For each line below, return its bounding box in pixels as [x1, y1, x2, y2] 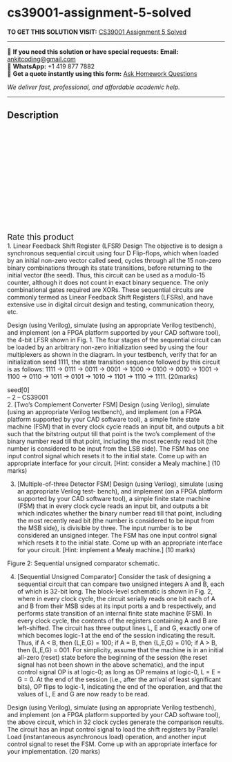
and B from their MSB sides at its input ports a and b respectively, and [17, 602, 216, 610]
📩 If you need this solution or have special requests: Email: [7, 47, 179, 56]
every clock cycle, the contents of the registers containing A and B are [17, 616, 217, 625]
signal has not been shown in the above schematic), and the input [17, 661, 205, 669]
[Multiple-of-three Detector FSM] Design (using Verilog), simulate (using [17, 480, 223, 488]
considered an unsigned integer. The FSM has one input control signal [17, 531, 217, 539]
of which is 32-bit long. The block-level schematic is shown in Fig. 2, [17, 587, 213, 595]
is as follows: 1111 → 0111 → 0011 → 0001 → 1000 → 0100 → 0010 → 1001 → [7, 364, 220, 373]
